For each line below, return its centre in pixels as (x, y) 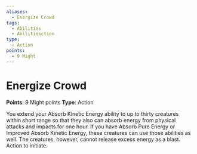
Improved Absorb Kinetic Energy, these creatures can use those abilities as (98, 133)
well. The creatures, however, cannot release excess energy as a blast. (93, 139)
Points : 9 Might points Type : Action (50, 102)
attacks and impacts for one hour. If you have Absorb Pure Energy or (91, 127)
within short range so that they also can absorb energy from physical (91, 120)
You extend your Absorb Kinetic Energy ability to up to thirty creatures (93, 113)
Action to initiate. (27, 145)
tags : (13, 23)
